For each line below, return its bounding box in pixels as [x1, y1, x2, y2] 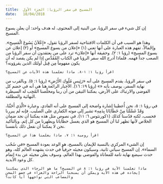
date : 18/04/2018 [5, 12, 45, 16]
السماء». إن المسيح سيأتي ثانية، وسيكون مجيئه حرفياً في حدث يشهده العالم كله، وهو [5, 146, 157, 152]
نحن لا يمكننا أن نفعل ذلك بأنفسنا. [5, 123, 65, 129]
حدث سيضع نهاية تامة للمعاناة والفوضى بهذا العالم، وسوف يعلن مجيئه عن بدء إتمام [5, 151, 153, 157]
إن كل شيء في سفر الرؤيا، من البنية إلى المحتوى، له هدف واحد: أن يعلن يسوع [5, 25, 147, 31]
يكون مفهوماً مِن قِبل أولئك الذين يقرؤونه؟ [5, 60, 80, 66]
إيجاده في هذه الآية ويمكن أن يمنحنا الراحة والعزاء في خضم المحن [5, 170, 140, 175]
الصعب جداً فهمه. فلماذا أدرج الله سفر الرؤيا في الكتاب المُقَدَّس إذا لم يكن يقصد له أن [5, 55, 159, 61]
